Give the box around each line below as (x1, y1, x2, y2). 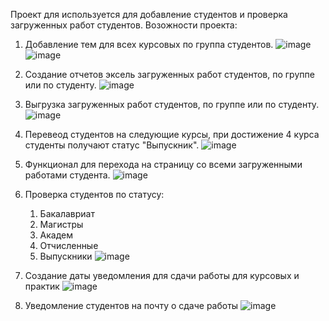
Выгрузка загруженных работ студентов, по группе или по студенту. (24, 99, 320, 110)
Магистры (39, 219, 84, 230)
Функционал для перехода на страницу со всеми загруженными (24, 159, 303, 170)
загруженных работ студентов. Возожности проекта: (10, 19, 238, 31)
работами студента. (24, 169, 111, 181)
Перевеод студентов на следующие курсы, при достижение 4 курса (24, 129, 320, 140)
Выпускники (39, 250, 93, 262)
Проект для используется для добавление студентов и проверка (10, 9, 288, 20)
